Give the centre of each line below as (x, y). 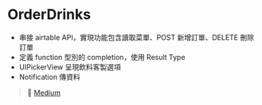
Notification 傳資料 (49, 77)
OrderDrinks (49, 15)
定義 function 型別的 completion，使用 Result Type (102, 57)
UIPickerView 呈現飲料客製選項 (70, 67)
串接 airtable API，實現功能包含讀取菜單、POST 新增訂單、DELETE (129, 37)
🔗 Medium (44, 92)
